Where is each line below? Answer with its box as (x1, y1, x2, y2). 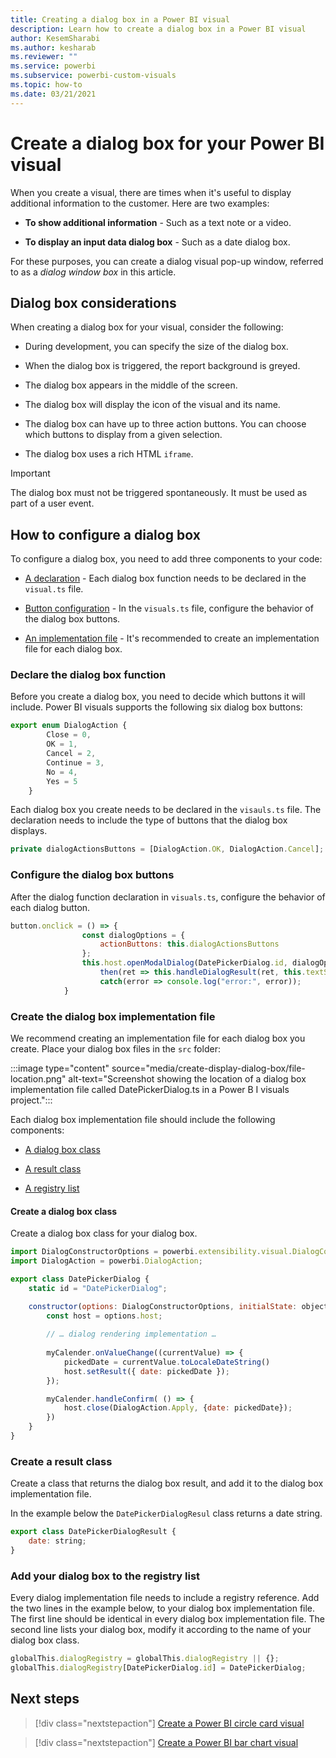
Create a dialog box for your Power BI (10, 132, 325, 155)
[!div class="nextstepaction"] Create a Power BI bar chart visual (34, 1736, 299, 1748)
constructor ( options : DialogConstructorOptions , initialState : (28, 1301, 298, 1311)
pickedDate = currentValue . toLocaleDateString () (63, 1357, 271, 1367)
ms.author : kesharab (10, 42, 97, 53)
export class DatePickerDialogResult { (10, 1527, 177, 1537)
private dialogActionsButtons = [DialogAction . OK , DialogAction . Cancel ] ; (10, 844, 325, 855)
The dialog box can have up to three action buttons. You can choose (24, 418, 307, 430)
